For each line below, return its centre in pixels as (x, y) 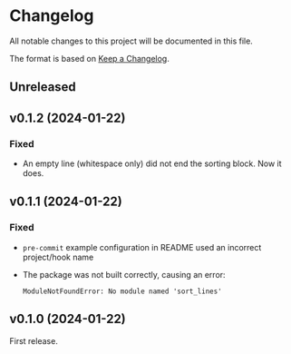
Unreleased (43, 87)
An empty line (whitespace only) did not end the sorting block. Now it (152, 163)
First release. (34, 340)
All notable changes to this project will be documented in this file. (131, 41)
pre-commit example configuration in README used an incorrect (142, 247)
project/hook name (58, 257)
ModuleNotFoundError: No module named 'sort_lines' (122, 291)
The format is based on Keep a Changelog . (89, 58)
